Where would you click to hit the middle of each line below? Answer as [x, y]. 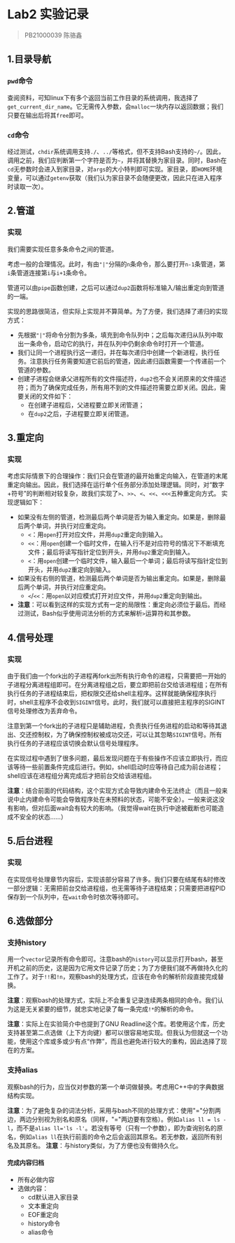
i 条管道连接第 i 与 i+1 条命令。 [49, 272]
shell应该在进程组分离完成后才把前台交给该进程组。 [81, 775]
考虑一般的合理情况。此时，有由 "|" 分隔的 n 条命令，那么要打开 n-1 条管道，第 [116, 264]
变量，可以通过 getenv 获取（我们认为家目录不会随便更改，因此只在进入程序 [115, 178]
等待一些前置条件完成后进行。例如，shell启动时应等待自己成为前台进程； [118, 767]
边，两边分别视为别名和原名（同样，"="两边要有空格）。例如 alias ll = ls [114, 1119]
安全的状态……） [43, 817]
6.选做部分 [30, 921]
